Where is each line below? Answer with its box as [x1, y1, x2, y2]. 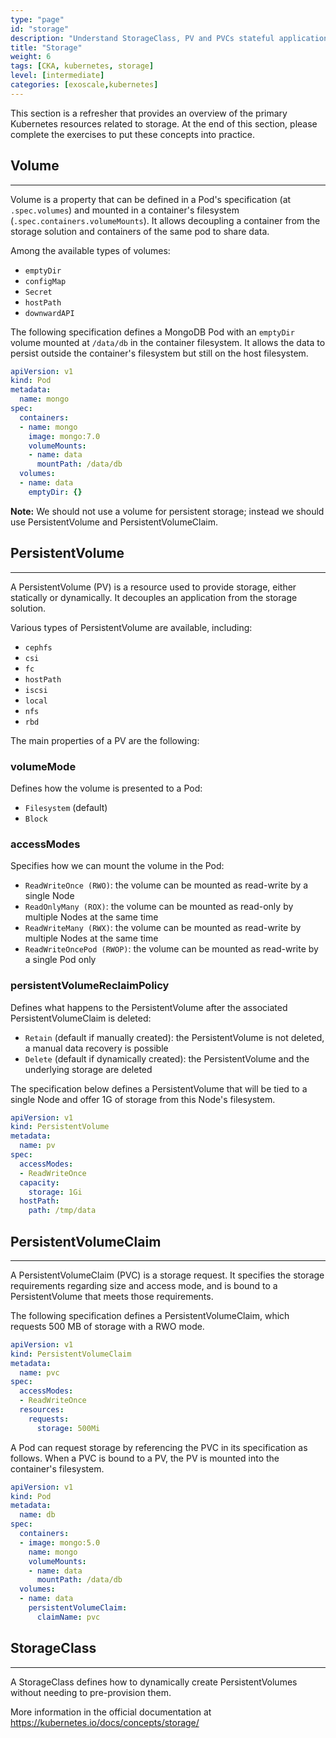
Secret [24, 287, 53, 297]
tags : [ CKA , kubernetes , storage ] [10, 61, 155, 71]
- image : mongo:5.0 [19, 1537, 101, 1548]
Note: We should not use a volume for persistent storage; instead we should [10, 505, 325, 517]
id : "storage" [10, 24, 70, 34]
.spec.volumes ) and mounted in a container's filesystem [10, 204, 240, 216]
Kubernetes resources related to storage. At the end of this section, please [10, 117, 318, 130]
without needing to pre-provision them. [10, 1686, 172, 1698]
